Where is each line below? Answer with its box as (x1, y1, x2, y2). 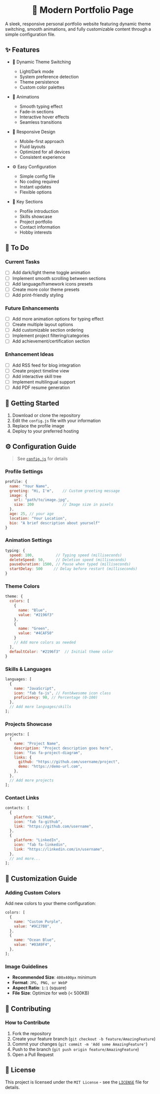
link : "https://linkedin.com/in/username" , (14, 847, 105, 852)
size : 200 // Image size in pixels (14, 502, 113, 507)
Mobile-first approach (19, 138, 64, 144)
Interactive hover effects (19, 114, 69, 120)
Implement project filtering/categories (12, 333, 90, 338)
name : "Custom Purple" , (14, 919, 63, 924)
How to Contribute (5, 1019, 50, 1026)
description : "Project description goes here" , (14, 746, 113, 751)
